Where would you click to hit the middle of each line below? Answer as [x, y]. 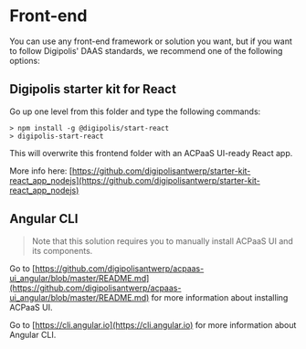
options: [25, 60]
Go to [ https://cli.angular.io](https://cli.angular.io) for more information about [153, 324]
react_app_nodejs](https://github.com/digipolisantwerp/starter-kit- [135, 180]
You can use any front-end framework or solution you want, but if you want [151, 41]
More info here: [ [41, 171]
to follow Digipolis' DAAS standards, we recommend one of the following [146, 50]
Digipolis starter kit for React [93, 89]
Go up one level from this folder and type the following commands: [135, 111]
